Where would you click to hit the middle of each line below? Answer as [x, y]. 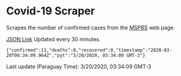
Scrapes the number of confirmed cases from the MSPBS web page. [90, 28]
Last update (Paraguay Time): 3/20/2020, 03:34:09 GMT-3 [79, 66]
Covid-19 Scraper [51, 11]
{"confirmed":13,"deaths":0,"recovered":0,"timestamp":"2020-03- [89, 50]
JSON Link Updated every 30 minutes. [53, 39]
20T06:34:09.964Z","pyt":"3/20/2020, [53, 55]
